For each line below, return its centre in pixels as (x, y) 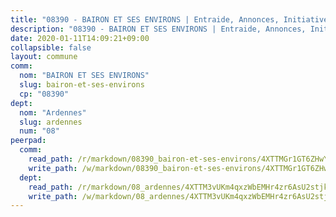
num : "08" (39, 131)
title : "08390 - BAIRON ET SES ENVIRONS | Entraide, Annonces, (145, 19)
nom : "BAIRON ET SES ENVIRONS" (84, 76)
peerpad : (28, 141)
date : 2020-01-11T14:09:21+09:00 (80, 38)
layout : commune (44, 57)
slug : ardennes (51, 122)
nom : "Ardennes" (53, 112)
